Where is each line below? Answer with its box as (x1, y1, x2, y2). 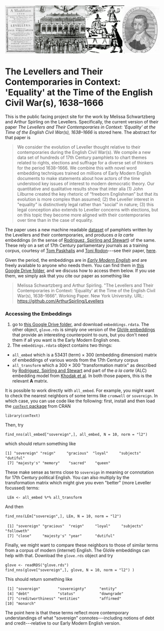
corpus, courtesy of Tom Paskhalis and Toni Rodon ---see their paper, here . (5, 247, 157, 253)
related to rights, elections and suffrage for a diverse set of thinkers (17, 159, 154, 165)
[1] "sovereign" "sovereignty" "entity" (7, 586, 117, 592)
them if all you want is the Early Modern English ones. (12, 337, 121, 343)
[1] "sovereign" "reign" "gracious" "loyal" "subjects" (5, 451, 141, 456)
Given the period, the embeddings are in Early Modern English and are (5, 257, 147, 263)
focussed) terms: (5, 485, 40, 491)
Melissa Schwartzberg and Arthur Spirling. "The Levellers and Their (17, 282, 154, 288)
